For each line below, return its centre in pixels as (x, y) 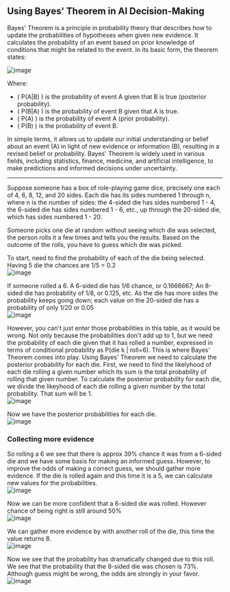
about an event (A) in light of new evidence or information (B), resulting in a (113, 146)
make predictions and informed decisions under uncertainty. (92, 168)
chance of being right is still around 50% (64, 511)
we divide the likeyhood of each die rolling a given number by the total (106, 386)
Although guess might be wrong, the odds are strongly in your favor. (103, 574)
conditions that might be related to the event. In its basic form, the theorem (113, 49)
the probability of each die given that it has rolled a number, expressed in (110, 342)
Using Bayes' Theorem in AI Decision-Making (106, 11)
